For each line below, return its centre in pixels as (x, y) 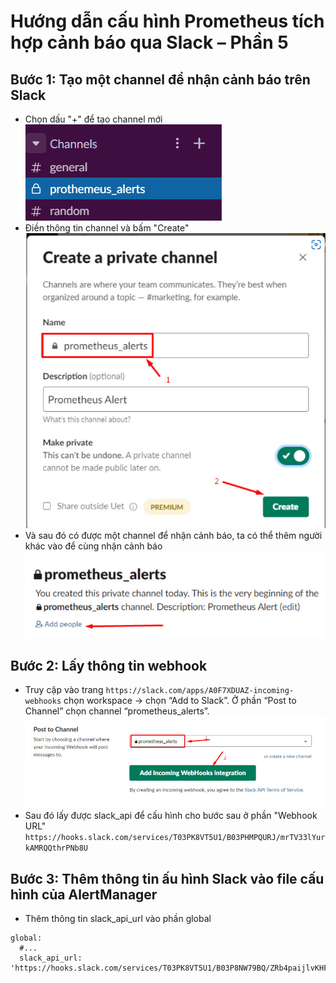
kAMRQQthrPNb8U (56, 848)
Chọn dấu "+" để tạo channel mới (93, 119)
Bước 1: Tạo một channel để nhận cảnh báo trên (160, 79)
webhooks (43, 701)
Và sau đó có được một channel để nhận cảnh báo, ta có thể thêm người (173, 536)
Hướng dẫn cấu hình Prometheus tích (167, 21)
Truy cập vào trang (64, 690)
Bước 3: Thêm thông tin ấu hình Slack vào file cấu (167, 878)
